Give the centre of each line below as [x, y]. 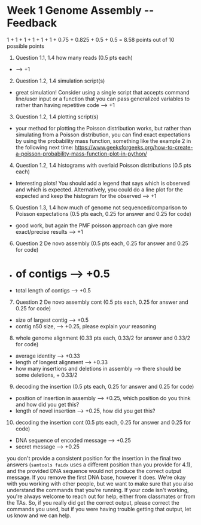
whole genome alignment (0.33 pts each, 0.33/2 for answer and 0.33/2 [103, 338]
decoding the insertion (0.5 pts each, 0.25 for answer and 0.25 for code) [105, 386]
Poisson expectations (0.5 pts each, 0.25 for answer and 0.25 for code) [103, 213]
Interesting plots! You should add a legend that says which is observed [103, 183]
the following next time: [44, 147]
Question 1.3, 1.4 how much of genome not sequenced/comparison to [101, 207]
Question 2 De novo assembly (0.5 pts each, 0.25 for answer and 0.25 [102, 243]
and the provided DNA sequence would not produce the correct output [94, 471]
